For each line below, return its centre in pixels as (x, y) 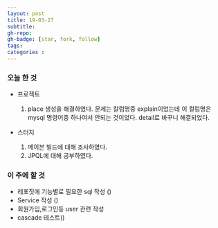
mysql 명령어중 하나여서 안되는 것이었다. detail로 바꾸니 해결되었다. (118, 118)
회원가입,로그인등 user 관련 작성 (61, 209)
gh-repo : (20, 33)
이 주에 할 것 (26, 175)
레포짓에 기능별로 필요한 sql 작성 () (64, 192)
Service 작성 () (38, 200)
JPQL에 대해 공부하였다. (60, 156)
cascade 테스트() (41, 218)
